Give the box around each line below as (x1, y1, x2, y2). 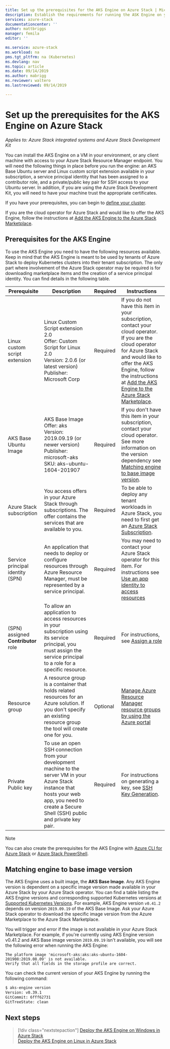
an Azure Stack (121, 522, 158, 529)
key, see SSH (121, 784, 153, 791)
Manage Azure (121, 687, 156, 694)
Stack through (44, 500, 77, 507)
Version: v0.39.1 (5, 990, 42, 995)
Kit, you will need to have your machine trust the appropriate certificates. (5, 190, 157, 196)
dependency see (121, 457, 161, 464)
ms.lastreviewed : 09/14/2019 (5, 83, 67, 88)
